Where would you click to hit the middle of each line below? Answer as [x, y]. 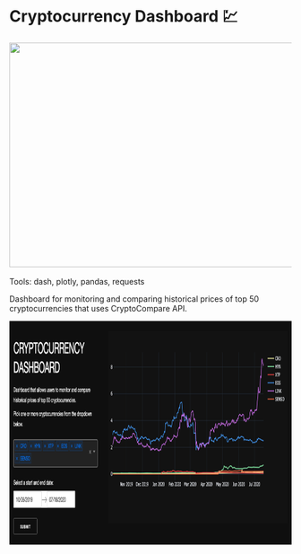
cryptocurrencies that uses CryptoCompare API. [99, 308]
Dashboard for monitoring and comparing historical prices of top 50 [134, 299]
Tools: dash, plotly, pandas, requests [77, 281]
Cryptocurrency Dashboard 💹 [124, 17]
